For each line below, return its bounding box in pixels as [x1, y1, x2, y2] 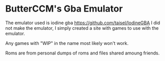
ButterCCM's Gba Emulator [5, 3, 123, 15]
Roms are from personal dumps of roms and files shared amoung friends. [5, 50, 160, 56]
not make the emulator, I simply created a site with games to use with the [5, 25, 159, 31]
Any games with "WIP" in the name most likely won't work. [5, 40, 129, 46]
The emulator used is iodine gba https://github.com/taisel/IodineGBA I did [5, 20, 160, 26]
